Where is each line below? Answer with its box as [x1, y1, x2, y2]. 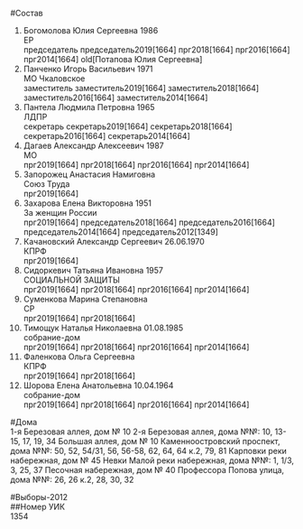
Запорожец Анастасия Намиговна [23, 169, 156, 180]
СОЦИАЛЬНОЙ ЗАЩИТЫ [23, 274, 121, 285]
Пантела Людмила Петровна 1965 [23, 102, 155, 112]
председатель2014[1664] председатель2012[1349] [23, 227, 219, 237]
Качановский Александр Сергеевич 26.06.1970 [23, 237, 206, 246]
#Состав [10, 8, 43, 18]
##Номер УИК [10, 501, 66, 512]
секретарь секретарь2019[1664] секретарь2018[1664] [23, 121, 233, 132]
